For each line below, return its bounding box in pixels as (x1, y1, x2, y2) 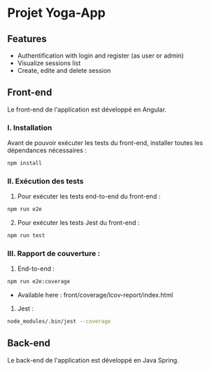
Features (7, 33, 47, 45)
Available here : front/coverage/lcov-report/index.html (17, 291, 174, 299)
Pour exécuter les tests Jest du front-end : (17, 219, 140, 227)
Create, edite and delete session (17, 67, 111, 74)
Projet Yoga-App (7, 5, 106, 21)
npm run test (7, 232, 45, 239)
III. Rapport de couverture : (7, 248, 100, 258)
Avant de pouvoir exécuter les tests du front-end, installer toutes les (7, 139, 203, 147)
